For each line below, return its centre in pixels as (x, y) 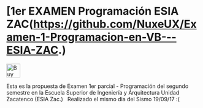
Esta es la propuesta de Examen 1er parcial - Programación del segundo (98, 86)
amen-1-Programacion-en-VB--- (91, 37)
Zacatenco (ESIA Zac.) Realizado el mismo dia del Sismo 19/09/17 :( (93, 99)
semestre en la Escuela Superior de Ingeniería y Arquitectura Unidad (93, 92)
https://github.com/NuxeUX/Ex (115, 24)
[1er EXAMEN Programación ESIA (93, 11)
